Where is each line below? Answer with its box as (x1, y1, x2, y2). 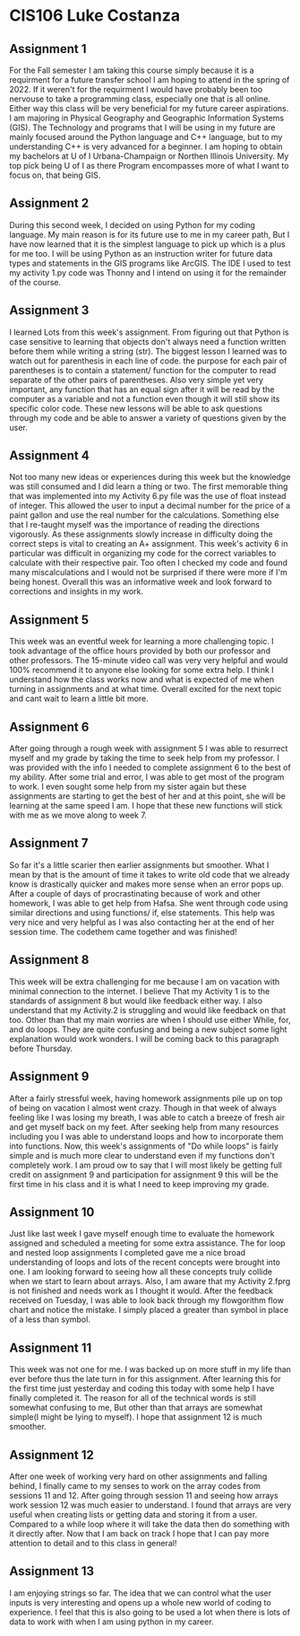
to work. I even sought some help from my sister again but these (9, 782, 247, 792)
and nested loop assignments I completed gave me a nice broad (9, 1247, 246, 1258)
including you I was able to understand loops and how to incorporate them (9, 1131, 284, 1142)
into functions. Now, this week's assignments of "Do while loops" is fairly (9, 1141, 279, 1151)
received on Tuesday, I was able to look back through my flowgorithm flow (9, 1295, 285, 1306)
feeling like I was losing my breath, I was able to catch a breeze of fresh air (9, 1112, 285, 1123)
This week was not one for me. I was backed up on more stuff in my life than (9, 1364, 291, 1375)
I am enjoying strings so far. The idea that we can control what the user (9, 1588, 272, 1598)
